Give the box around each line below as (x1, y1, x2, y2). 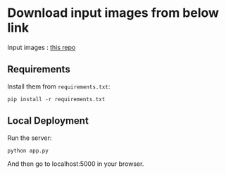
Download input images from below (7, 5, 220, 21)
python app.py (7, 147, 49, 154)
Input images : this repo (7, 43, 76, 51)
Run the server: (7, 134, 52, 142)
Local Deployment (7, 115, 89, 127)
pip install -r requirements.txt (7, 96, 106, 103)
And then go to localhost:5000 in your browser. (7, 160, 144, 168)
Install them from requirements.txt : (7, 82, 111, 91)
